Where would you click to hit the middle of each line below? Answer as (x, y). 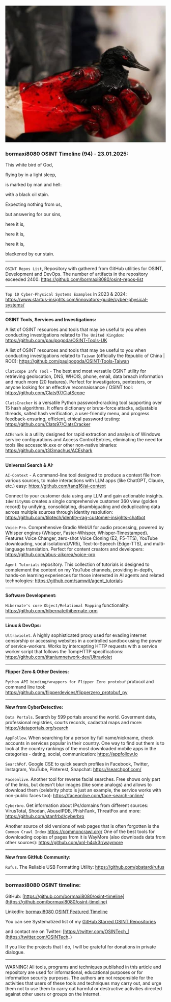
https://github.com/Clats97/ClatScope (45, 393)
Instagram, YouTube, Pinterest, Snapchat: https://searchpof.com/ (73, 770)
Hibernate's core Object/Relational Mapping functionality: (67, 605)
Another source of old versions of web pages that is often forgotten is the (82, 826)
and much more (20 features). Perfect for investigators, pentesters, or (78, 382)
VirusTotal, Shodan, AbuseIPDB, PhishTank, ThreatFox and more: (73, 811)
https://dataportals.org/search (37, 728)
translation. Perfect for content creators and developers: (85, 549)
